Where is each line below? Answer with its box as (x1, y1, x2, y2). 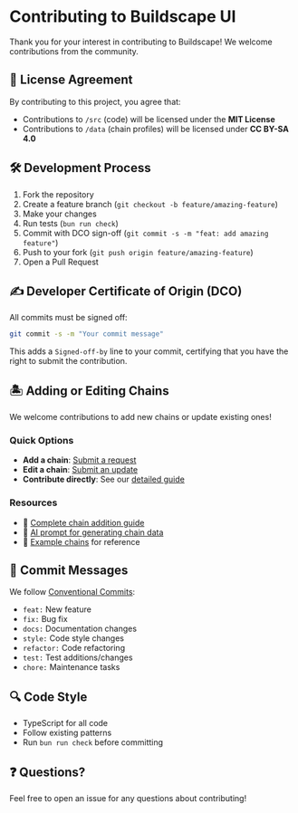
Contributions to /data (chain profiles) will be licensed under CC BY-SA (22, 123, 290, 134)
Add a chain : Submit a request (22, 454, 137, 465)
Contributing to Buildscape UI (9, 6, 236, 27)
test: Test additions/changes (22, 652, 133, 663)
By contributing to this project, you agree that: (9, 96, 181, 107)
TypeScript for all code (22, 718, 109, 729)
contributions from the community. (9, 45, 139, 56)
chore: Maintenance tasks (22, 662, 120, 673)
